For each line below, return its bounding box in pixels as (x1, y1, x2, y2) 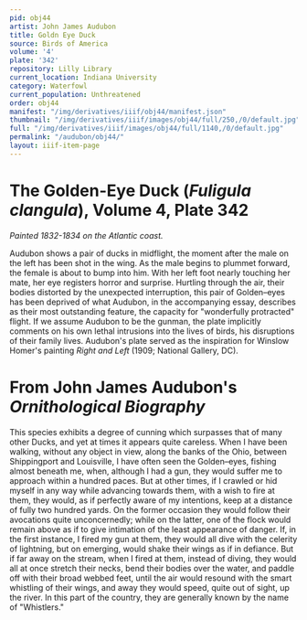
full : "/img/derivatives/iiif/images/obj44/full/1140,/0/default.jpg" (9, 124, 284, 134)
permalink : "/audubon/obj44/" (9, 133, 125, 142)
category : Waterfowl (9, 81, 89, 91)
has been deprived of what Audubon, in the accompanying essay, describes (9, 296, 297, 307)
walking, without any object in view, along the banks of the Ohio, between (9, 445, 288, 457)
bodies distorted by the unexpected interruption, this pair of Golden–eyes (9, 286, 286, 297)
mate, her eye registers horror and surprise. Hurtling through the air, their (9, 276, 285, 288)
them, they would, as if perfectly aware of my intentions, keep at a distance (9, 495, 293, 506)
